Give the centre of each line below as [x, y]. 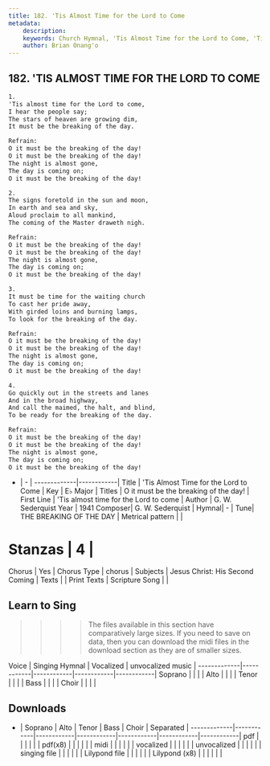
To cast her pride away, [50, 304]
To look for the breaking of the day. [73, 319]
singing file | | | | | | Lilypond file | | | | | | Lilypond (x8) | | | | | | [121, 753]
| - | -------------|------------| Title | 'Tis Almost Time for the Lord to [133, 482]
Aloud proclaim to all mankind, [62, 215]
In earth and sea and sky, [53, 208]
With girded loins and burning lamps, [73, 311]
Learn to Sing [42, 605]
